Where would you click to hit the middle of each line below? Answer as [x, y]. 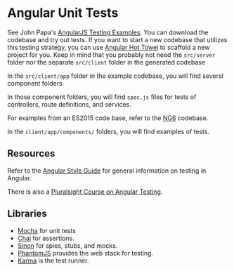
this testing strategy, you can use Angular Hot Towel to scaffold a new [109, 47]
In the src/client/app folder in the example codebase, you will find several [115, 76]
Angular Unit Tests [63, 13]
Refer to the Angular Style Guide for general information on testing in [107, 171]
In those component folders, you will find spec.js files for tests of [102, 97]
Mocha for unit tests [46, 230]
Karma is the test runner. [53, 260]
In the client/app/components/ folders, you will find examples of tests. [108, 131]
